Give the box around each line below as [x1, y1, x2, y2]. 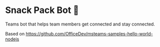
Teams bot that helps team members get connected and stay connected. [5, 21, 155, 27]
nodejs [5, 36, 19, 42]
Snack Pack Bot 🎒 [5, 4, 79, 16]
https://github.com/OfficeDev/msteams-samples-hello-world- [25, 30, 153, 36]
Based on [5, 30, 25, 36]
